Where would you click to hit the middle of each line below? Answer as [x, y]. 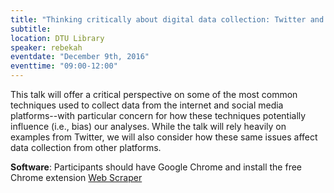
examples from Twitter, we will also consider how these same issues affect [164, 137]
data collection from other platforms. [86, 147]
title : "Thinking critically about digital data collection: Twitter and [167, 19]
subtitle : [31, 29]
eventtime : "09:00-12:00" [64, 66]
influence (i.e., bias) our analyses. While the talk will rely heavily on [148, 126]
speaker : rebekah [46, 47]
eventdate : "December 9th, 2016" [80, 57]
